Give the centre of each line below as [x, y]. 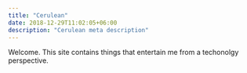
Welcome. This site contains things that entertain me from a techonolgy [123, 53]
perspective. [28, 60]
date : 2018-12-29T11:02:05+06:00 [63, 23]
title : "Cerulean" [38, 15]
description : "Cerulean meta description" [78, 30]
